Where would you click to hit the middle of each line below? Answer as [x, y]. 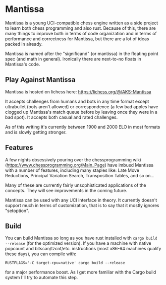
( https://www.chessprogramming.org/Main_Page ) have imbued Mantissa [79, 165]
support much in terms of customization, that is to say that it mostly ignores [82, 205]
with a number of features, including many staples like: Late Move [72, 170]
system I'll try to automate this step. [42, 278]
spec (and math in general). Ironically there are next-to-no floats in [73, 59]
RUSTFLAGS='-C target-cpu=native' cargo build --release [65, 263]
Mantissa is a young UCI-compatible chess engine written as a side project [82, 23]
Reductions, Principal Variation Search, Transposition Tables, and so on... [80, 175]
